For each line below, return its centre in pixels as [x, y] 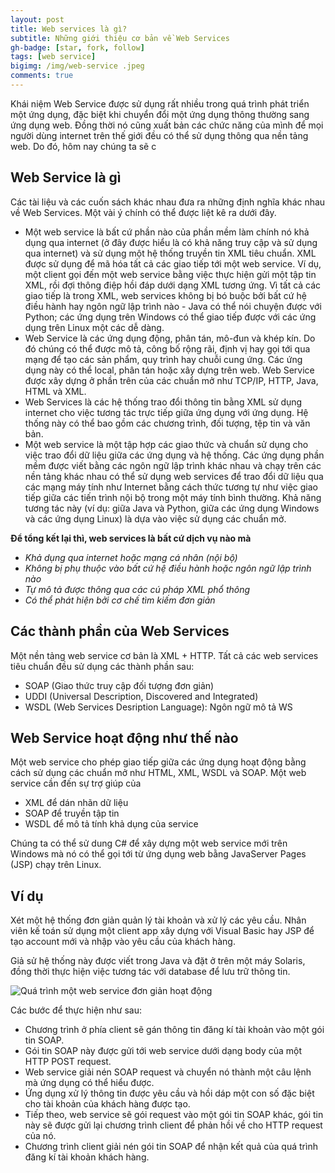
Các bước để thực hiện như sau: [76, 1010]
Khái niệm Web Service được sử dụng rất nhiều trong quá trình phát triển [160, 103]
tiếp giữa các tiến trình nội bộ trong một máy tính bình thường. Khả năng [173, 497]
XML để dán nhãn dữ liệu [76, 803]
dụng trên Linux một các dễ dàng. [94, 327]
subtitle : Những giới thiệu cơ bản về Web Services [120, 38]
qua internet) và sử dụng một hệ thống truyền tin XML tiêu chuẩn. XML [170, 253]
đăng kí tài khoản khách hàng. [87, 1157]
